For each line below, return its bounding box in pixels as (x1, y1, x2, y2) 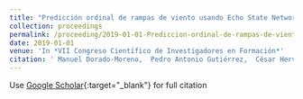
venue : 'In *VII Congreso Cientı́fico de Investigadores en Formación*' (9, 47, 284, 56)
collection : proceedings (9, 22, 103, 31)
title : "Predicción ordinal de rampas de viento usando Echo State (9, 13, 269, 22)
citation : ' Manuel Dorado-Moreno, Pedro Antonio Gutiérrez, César (9, 55, 277, 64)
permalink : (9, 30, 50, 39)
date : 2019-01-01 (9, 38, 75, 48)
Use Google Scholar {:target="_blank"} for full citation (9, 80, 207, 90)
